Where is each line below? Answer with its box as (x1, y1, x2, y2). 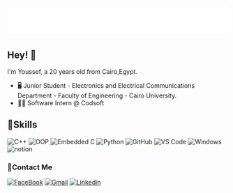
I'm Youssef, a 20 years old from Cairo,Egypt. (7, 68, 138, 75)
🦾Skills (7, 119, 38, 131)
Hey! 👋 (7, 49, 37, 61)
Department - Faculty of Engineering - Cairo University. (17, 91, 177, 100)
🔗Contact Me (7, 162, 53, 172)
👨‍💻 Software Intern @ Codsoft (17, 99, 105, 107)
